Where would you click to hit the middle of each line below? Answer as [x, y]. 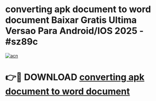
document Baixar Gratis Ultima [71, 20]
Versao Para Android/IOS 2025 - [74, 31]
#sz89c [22, 42]
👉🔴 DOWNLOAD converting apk [75, 77]
